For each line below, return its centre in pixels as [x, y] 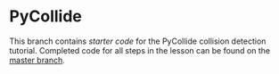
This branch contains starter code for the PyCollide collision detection [138, 41]
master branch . [37, 60]
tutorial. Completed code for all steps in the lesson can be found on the [139, 50]
